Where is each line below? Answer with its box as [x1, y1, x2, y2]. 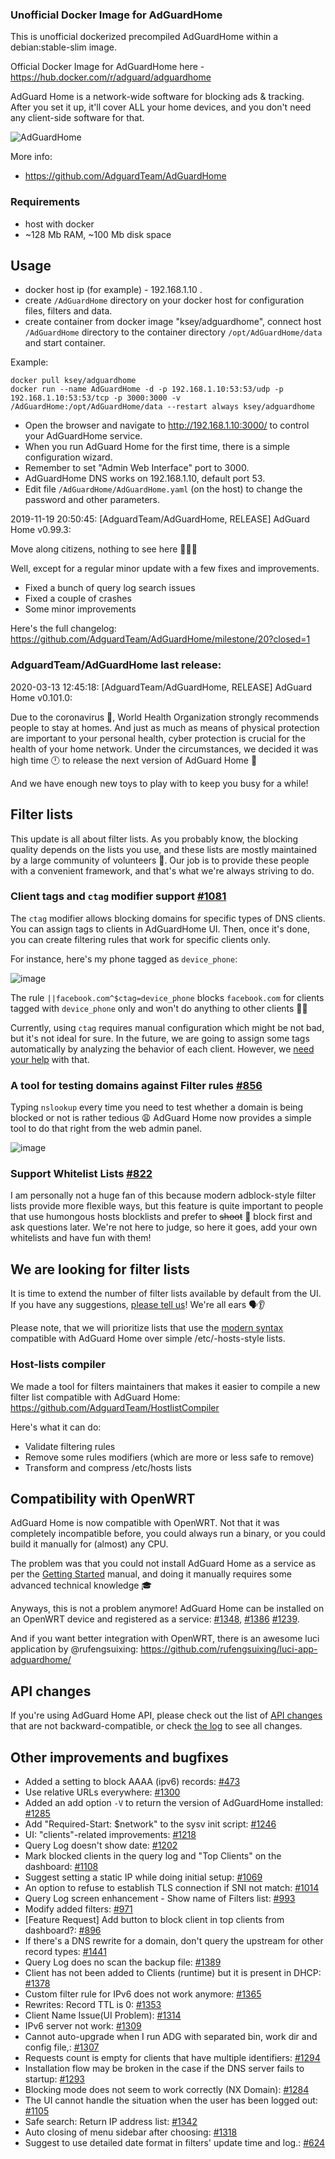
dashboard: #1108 [24, 1860, 99, 1872]
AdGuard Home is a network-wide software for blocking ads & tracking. [10, 91, 305, 103]
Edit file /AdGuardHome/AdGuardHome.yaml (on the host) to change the [24, 483, 303, 495]
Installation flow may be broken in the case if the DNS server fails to [24, 2062, 305, 2074]
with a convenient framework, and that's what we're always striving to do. [10, 864, 315, 877]
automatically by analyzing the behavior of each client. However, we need [10, 1043, 315, 1055]
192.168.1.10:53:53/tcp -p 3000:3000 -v [10, 393, 182, 403]
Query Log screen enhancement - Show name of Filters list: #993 [24, 1892, 296, 1904]
